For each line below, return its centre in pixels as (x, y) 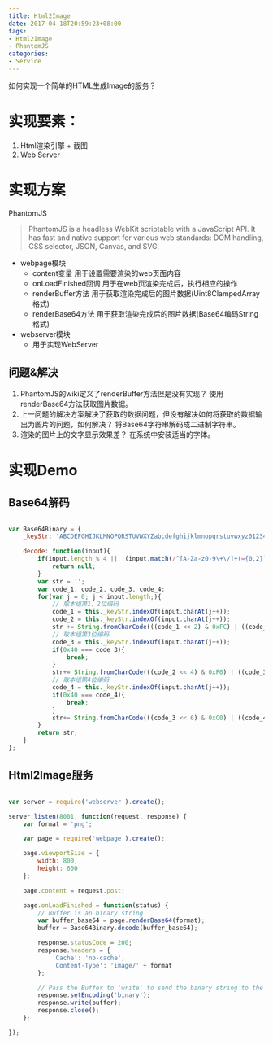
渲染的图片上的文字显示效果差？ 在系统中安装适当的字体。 (117, 434)
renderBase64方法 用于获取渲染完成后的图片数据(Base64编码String (145, 313)
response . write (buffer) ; (80, 1003)
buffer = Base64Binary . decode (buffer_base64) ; (118, 928)
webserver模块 (45, 334)
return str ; (58, 733)
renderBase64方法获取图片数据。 (76, 404)
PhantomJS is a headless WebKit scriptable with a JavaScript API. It (142, 229)
